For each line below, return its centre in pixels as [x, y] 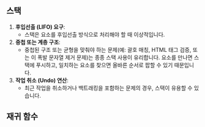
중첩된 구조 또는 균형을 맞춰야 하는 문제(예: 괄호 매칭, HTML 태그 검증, [108, 49]
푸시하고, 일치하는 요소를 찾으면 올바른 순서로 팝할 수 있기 [104, 65]
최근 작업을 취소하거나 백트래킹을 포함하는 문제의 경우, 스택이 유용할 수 [108, 88]
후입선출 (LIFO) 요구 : [40, 27]
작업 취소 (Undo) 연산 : [42, 80]
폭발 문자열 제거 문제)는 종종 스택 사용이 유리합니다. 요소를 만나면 [115, 57]
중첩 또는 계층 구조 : [38, 42]
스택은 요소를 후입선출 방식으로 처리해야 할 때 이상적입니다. [95, 34]
